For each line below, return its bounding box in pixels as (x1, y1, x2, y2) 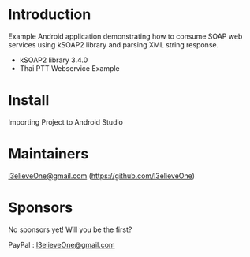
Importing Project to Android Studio (8, 117, 124, 127)
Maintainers (8, 145, 89, 163)
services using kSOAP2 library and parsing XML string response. (8, 39, 219, 49)
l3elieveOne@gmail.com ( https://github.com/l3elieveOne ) (8, 171, 196, 181)
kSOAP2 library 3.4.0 (19, 55, 88, 65)
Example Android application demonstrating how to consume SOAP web (8, 32, 243, 41)
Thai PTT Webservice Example (19, 63, 120, 73)
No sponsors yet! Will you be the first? (8, 225, 132, 234)
